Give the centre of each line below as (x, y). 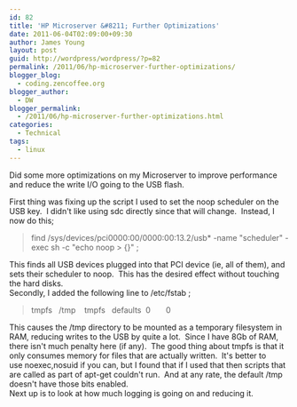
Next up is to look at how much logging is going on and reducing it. (132, 393)
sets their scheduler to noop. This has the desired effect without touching (145, 274)
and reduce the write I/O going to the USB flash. (97, 184)
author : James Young (47, 42)
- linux (31, 149)
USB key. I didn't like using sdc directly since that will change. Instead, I (142, 211)
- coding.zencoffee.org (61, 84)
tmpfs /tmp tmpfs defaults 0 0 (101, 310)
